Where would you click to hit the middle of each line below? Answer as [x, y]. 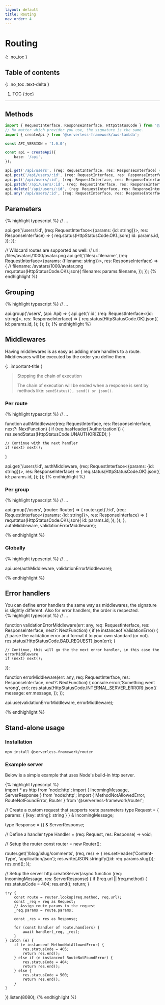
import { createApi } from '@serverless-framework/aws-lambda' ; [72, 135]
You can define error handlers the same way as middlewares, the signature [81, 605]
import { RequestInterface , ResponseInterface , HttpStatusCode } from [79, 125]
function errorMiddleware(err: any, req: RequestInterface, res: [68, 677]
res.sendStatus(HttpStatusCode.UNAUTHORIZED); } [58, 434]
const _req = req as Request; [45, 902]
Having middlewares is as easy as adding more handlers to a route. [73, 351]
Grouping [20, 292]
